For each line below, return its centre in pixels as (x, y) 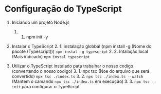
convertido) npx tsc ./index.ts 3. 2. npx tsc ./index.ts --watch (77, 76)
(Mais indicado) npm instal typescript (51, 56)
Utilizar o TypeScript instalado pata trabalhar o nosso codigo (72, 66)
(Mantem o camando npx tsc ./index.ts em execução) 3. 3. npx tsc (80, 81)
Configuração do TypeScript (63, 9)
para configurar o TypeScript (51, 86)
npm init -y (37, 37)
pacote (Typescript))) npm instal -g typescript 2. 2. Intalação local (80, 51)
